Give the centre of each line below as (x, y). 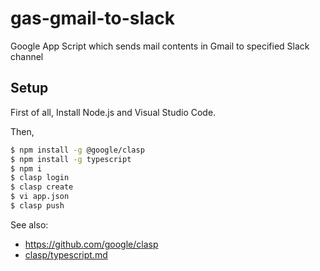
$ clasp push (37, 206)
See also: (29, 224)
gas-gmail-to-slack (92, 18)
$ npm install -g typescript (71, 159)
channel (27, 56)
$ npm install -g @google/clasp (77, 150)
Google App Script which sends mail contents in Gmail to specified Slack (160, 46)
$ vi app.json (40, 197)
